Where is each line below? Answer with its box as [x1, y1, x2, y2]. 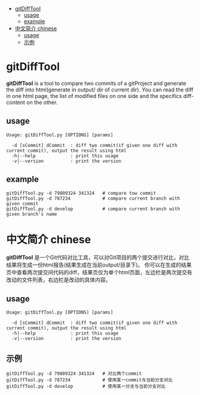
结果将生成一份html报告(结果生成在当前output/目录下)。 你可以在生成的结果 [6, 261, 192, 268]
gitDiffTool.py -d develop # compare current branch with [6, 206, 180, 212]
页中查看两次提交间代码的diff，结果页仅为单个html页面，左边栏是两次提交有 [6, 268, 193, 275]
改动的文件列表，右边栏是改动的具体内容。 [6, 276, 111, 283]
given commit [6, 200, 39, 207]
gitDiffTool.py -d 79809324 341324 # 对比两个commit [6, 370, 142, 377]
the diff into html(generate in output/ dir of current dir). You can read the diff [6, 86, 194, 93]
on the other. [26, 99, 58, 106]
